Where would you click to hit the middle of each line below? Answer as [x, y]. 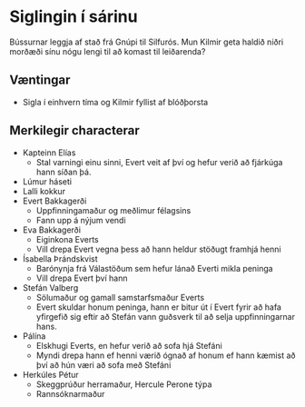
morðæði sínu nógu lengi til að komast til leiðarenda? [108, 51]
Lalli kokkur [44, 191]
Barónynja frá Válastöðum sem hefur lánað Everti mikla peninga [155, 268]
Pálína [34, 336]
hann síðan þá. [64, 172]
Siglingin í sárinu [74, 17]
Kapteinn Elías [49, 153]
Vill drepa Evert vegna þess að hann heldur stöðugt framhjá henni [158, 249]
